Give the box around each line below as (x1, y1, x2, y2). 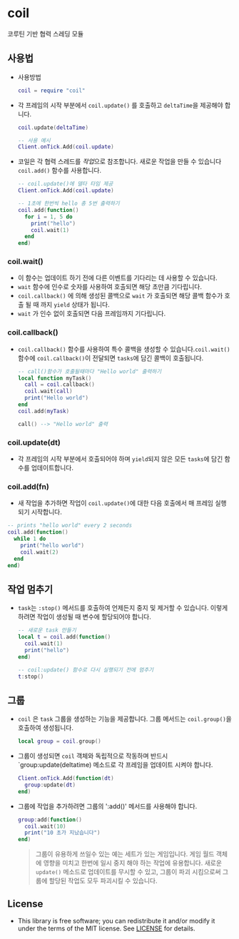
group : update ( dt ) (24, 781, 76, 788)
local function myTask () (17, 375, 92, 382)
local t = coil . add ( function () (17, 634, 111, 641)
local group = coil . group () (17, 738, 102, 745)
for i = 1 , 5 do (24, 213, 73, 220)
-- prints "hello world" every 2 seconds (7, 522, 133, 529)
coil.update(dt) (7, 437, 61, 447)
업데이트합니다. (31, 464, 73, 472)
